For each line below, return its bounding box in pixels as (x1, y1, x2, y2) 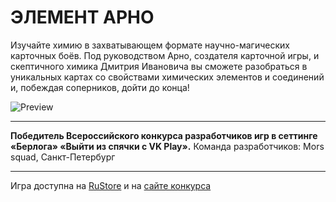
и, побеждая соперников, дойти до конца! (10, 81, 190, 93)
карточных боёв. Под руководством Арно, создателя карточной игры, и (10, 49, 320, 61)
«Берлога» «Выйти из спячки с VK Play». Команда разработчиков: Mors (10, 140, 325, 152)
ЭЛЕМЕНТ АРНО (10, 6, 155, 29)
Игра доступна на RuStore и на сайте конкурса (10, 179, 212, 191)
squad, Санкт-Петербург (10, 151, 116, 163)
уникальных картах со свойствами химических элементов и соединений (10, 71, 325, 83)
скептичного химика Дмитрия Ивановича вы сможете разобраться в (10, 60, 308, 72)
